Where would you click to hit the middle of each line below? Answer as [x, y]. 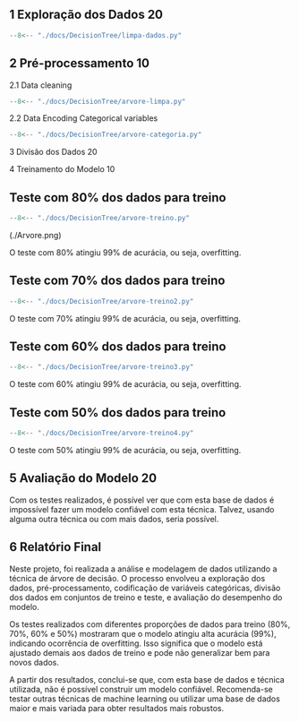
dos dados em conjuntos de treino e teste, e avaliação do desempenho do [146, 597]
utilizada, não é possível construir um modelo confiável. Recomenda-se [141, 689]
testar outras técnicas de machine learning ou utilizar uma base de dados [145, 699]
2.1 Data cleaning [41, 85]
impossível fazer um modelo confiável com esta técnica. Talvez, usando [142, 509]
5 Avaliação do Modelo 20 [83, 478]
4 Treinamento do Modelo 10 [62, 169]
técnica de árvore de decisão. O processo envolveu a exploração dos [137, 578]
